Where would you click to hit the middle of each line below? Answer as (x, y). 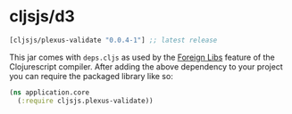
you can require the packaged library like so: (92, 76)
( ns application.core (50, 92)
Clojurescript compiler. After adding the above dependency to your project (146, 66)
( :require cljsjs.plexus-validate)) (85, 101)
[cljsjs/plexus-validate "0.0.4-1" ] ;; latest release (113, 40)
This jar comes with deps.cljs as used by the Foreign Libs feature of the (142, 57)
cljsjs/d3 (42, 16)
